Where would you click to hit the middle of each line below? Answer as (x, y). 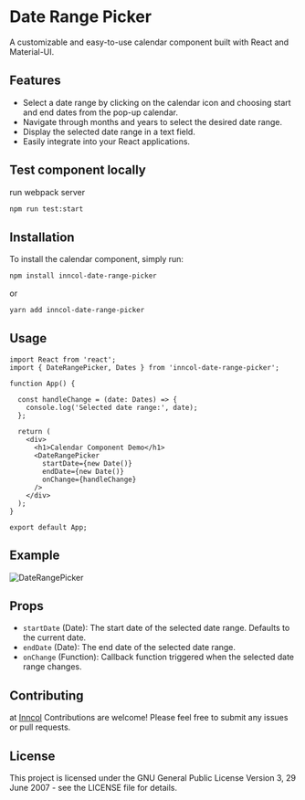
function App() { (42, 384)
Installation (42, 237)
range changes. (52, 667)
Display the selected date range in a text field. (109, 132)
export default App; (49, 527)
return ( (34, 431)
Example (35, 556)
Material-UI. (32, 51)
